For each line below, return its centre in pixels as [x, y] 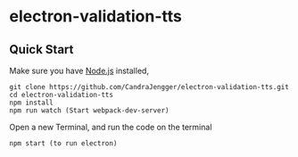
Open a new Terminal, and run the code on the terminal [111, 127]
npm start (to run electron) [63, 144]
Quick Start [41, 50]
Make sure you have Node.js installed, [79, 70]
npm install [31, 103]
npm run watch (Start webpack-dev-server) [89, 111]
